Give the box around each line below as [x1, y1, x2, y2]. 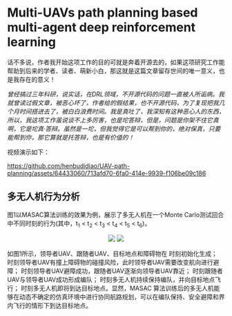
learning [7, 35, 57, 50]
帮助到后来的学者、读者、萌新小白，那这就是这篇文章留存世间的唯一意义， [7, 66, 219, 75]
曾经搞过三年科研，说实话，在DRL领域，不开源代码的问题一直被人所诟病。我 [7, 90, 225, 98]
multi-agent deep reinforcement [7, 19, 196, 35]
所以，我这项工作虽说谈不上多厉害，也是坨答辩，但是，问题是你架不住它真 [7, 115, 219, 124]
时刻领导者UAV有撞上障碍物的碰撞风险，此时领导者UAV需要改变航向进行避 [7, 258, 220, 266]
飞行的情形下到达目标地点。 [12, 301, 92, 309]
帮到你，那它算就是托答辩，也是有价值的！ [12, 133, 135, 141]
